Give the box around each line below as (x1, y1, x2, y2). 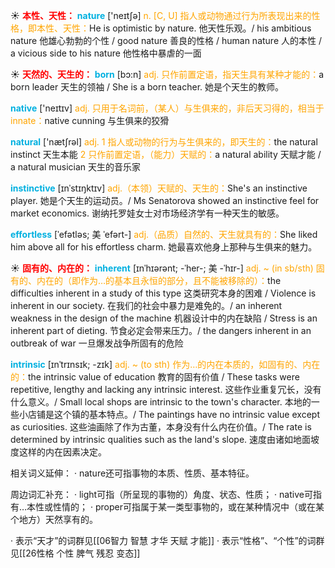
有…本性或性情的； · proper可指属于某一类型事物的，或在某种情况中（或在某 (10, 501, 325, 513)
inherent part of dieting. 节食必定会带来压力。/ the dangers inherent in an (10, 325, 312, 336)
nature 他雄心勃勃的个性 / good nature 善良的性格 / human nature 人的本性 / (10, 35, 322, 46)
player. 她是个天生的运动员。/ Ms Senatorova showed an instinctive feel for (10, 195, 320, 206)
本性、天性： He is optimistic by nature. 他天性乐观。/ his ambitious (36, 22, 312, 34)
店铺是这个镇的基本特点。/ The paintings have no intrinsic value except (27, 409, 320, 420)
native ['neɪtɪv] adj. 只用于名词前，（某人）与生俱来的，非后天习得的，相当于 (10, 102, 325, 114)
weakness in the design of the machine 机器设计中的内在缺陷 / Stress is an (10, 312, 318, 324)
